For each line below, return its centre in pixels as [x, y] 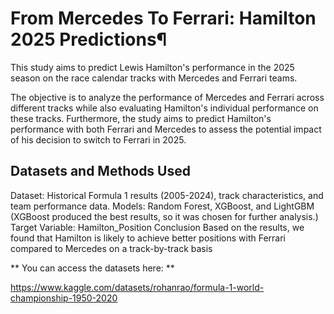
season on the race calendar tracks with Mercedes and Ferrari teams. [154, 78]
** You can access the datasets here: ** [92, 268]
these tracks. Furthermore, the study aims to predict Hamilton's [141, 118]
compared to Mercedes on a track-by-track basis [111, 248]
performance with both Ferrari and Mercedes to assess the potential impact [166, 129]
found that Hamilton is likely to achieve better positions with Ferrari [148, 238]
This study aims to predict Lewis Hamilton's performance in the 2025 [152, 67]
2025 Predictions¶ [89, 39]
